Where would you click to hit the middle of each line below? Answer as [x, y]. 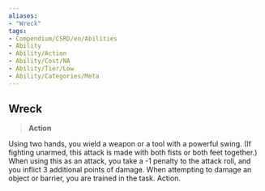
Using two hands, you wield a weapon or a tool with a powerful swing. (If [130, 144]
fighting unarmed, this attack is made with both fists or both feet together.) [133, 153]
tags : [17, 31]
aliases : [23, 16]
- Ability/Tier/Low [41, 69]
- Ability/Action [38, 53]
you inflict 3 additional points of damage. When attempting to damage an [130, 170]
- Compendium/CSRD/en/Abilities [63, 38]
